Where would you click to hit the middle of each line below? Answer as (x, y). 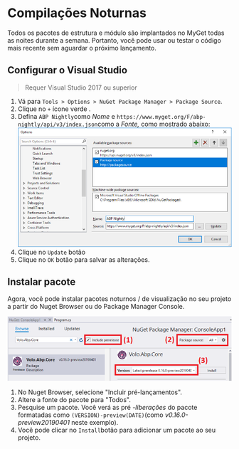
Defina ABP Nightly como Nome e (66, 116)
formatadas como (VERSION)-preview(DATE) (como (90, 415)
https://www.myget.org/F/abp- (161, 117)
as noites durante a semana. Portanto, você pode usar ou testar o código (115, 40)
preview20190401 (43, 422)
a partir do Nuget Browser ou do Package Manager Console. (96, 307)
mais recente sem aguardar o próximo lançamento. (82, 48)
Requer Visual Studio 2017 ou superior (81, 88)
